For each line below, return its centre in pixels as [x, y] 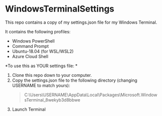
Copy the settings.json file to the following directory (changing [75, 80]
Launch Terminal [29, 109]
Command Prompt [30, 46]
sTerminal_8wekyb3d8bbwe [52, 100]
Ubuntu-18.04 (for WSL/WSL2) [43, 51]
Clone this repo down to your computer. [52, 75]
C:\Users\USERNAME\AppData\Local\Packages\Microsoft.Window [91, 95]
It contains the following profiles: [38, 31]
